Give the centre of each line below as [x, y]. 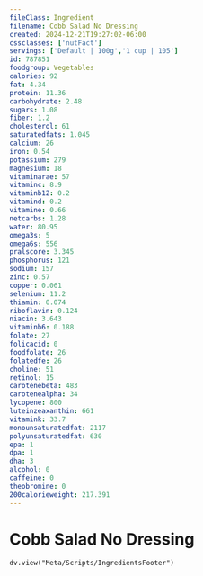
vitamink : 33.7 [38, 419]
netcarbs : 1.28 [38, 218]
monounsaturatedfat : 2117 [57, 427]
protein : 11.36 [38, 93]
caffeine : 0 [31, 478]
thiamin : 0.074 [38, 302]
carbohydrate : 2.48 [46, 101]
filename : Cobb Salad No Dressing [74, 26]
